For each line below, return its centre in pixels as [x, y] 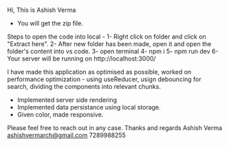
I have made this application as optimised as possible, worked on [99, 72]
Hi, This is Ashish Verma [42, 10]
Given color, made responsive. [60, 114]
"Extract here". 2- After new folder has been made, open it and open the [109, 44]
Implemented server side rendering [67, 100]
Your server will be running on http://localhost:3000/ [81, 59]
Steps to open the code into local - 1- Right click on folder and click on [107, 36]
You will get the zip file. [50, 23]
